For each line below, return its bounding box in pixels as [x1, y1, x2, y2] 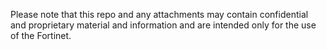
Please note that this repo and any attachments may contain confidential [10, 9, 309, 20]
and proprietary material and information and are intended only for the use [10, 19, 317, 31]
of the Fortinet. [10, 30, 72, 41]
